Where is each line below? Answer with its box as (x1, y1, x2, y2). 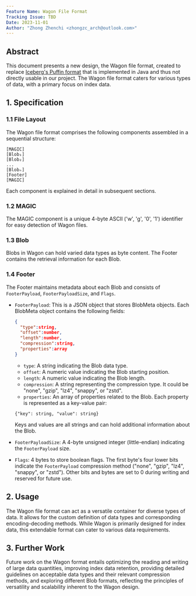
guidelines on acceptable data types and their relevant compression (6, 571, 170, 578)
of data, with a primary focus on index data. (6, 81, 111, 88)
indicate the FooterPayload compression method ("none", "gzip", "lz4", (14, 462, 185, 469)
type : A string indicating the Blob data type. (23, 362, 128, 369)
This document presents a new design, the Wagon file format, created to (6, 62, 181, 69)
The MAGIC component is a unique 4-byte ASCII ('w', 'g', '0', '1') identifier (6, 215, 183, 223)
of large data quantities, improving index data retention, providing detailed (6, 565, 184, 572)
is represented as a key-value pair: (23, 399, 107, 406)
